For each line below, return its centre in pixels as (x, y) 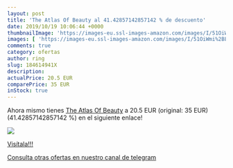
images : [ (21, 39)
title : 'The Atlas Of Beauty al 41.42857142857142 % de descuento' (107, 20)
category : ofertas (34, 53)
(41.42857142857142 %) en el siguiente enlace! (75, 118)
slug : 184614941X (32, 65)
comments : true (29, 46)
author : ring (26, 59)
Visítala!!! (20, 144)
